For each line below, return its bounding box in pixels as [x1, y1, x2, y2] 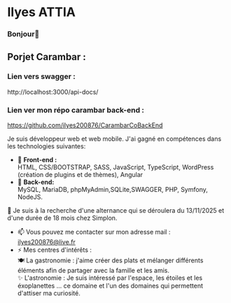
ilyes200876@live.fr [17, 238, 76, 246]
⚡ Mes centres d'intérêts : [17, 246, 92, 254]
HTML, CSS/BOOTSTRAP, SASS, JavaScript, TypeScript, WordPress [17, 163, 214, 171]
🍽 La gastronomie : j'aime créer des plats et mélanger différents [17, 256, 204, 265]
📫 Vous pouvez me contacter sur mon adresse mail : [17, 228, 171, 237]
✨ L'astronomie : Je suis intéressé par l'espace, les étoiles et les [17, 274, 203, 282]
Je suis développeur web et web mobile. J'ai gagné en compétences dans [7, 134, 222, 143]
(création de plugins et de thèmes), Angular [17, 171, 143, 179]
